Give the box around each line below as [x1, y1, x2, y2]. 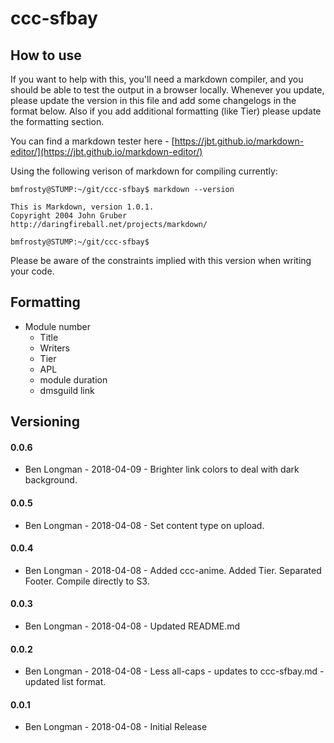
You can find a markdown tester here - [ [10, 135, 175, 147]
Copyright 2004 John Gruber [10, 211, 128, 221]
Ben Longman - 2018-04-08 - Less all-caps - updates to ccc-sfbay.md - [24, 665, 325, 677]
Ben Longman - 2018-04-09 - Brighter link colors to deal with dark [24, 463, 300, 476]
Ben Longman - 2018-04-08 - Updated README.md [24, 620, 241, 632]
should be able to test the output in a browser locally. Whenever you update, [10, 84, 325, 96]
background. [24, 474, 78, 486]
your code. [10, 265, 55, 277]
